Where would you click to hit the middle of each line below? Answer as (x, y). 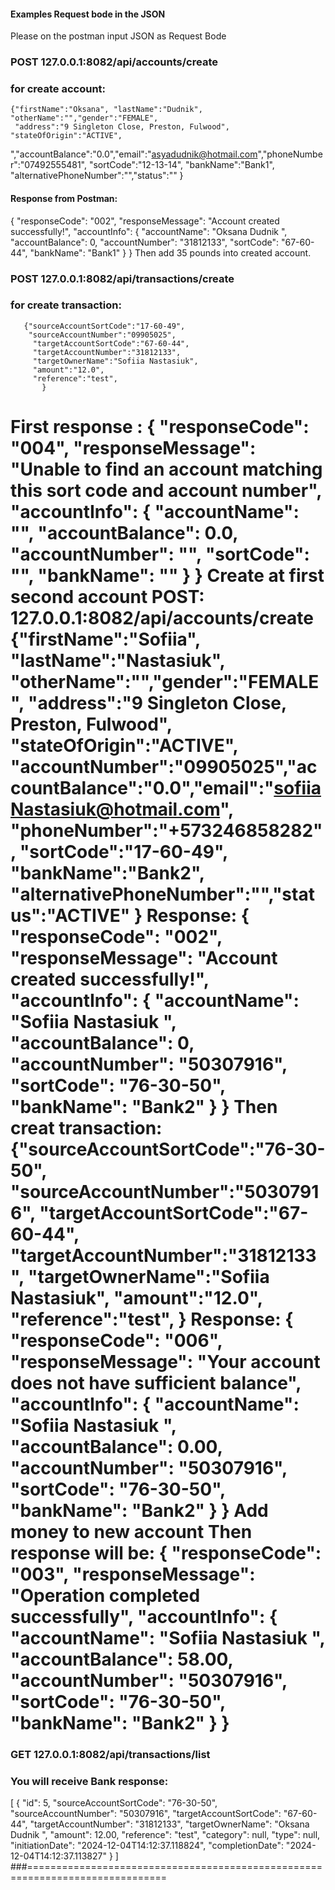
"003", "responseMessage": (133, 1574)
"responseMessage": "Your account (165, 1362)
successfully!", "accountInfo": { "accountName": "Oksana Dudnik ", (149, 231)
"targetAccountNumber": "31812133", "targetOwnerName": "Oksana (169, 1824)
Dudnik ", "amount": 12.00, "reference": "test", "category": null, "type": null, (165, 1835)
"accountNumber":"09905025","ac (164, 767)
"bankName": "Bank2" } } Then (144, 1107)
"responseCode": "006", (116, 1341)
